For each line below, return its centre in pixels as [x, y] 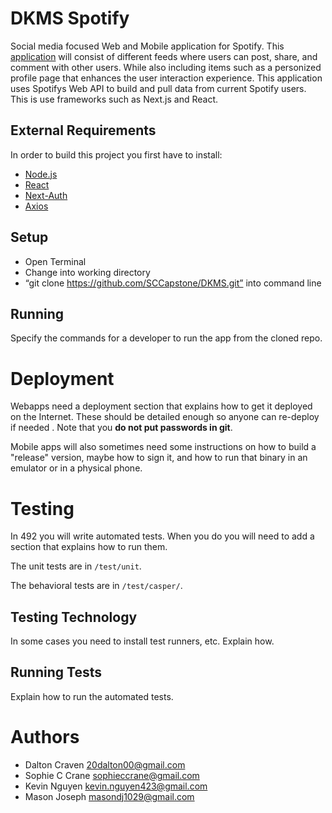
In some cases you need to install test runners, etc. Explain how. [142, 641]
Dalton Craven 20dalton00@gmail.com [105, 764]
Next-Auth [46, 195]
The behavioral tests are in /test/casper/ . [96, 586]
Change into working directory [87, 272]
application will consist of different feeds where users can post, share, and [164, 56]
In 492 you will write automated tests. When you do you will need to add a [162, 536]
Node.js [41, 174]
